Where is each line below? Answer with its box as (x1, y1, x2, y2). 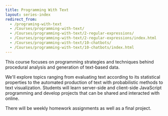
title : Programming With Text (5, 7, 69, 13)
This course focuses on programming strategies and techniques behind (5, 59, 154, 65)
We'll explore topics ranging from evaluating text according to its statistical (5, 74, 160, 80)
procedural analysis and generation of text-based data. (5, 64, 120, 70)
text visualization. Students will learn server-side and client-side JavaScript (5, 84, 162, 91)
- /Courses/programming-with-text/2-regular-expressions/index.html (10, 36, 157, 41)
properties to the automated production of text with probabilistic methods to (5, 79, 163, 85)
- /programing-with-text (10, 21, 62, 27)
